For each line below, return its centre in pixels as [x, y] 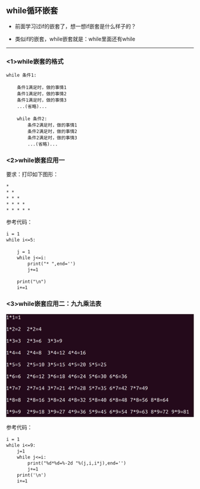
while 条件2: [32, 119]
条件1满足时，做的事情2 [42, 94]
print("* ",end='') [52, 264]
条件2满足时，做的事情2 [52, 132]
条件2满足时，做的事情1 [52, 125]
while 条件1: [21, 75]
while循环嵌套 [32, 11]
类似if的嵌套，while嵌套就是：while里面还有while [75, 39]
